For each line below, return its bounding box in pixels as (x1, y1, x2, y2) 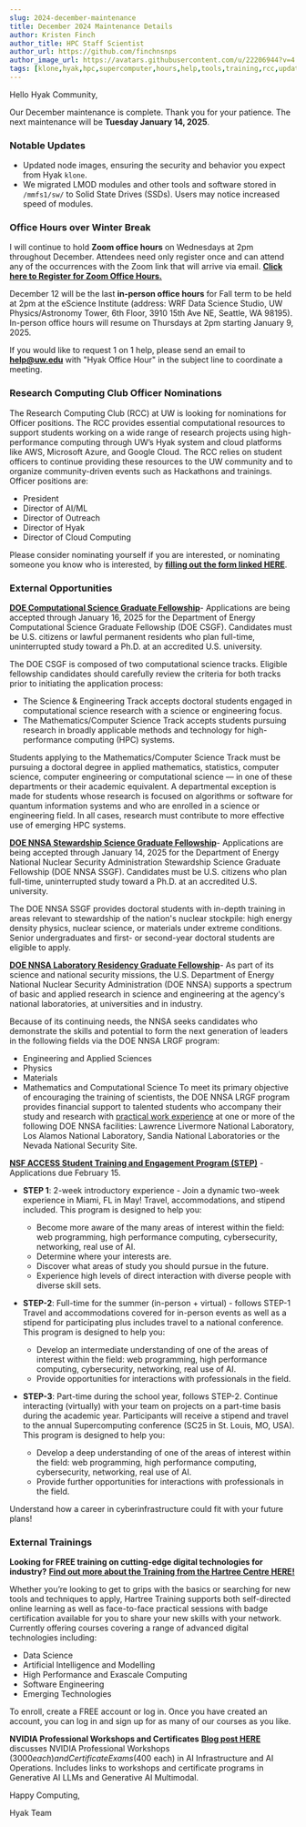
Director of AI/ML (22, 502, 88, 513)
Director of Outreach (22, 512, 101, 523)
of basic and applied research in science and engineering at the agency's (9, 989, 285, 1000)
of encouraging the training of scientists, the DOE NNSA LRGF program (22, 1091, 291, 1102)
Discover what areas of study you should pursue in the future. (36, 1261, 269, 1272)
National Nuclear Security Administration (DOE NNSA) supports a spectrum (9, 979, 292, 990)
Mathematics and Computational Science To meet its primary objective (22, 1082, 289, 1093)
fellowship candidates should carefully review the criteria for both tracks (9, 668, 281, 679)
